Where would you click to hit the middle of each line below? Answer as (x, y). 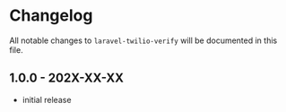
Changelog (51, 16)
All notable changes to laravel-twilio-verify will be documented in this (143, 40)
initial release (47, 99)
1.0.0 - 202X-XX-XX (66, 78)
